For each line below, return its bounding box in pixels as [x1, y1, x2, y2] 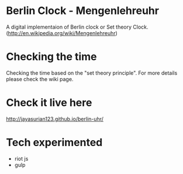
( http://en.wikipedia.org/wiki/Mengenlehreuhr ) [6, 29, 118, 36]
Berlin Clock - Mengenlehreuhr [6, 4, 160, 18]
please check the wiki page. [6, 75, 74, 82]
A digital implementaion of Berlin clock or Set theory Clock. [6, 23, 149, 30]
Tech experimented [6, 136, 103, 149]
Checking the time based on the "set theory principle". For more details [6, 69, 178, 76]
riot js [14, 155, 29, 162]
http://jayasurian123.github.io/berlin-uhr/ [6, 115, 104, 122]
